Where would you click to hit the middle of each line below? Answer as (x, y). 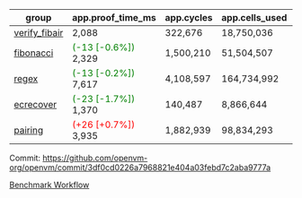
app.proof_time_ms (114, 17)
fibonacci (34, 53)
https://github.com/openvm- (95, 158)
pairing (29, 130)
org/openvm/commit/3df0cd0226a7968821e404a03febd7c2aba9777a (140, 168)
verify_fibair (39, 33)
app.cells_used (254, 17)
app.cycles (189, 17)
